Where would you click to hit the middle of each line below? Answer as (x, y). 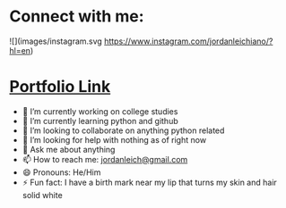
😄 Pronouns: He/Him (61, 172)
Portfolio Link (60, 87)
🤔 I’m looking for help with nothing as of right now (114, 139)
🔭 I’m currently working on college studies (100, 111)
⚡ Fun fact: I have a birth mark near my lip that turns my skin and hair (150, 182)
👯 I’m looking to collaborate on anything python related (123, 130)
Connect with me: (77, 17)
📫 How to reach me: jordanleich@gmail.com (105, 159)
